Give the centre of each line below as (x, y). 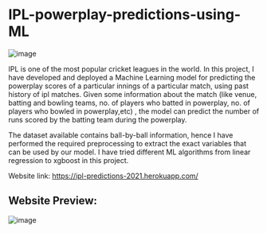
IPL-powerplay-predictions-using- (125, 15)
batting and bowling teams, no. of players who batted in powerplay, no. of (130, 103)
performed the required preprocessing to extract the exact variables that (128, 143)
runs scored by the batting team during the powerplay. (98, 119)
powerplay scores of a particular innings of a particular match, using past (129, 86)
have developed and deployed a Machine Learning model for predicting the (132, 77)
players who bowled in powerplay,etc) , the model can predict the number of (134, 111)
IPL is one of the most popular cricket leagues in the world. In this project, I (132, 68)
